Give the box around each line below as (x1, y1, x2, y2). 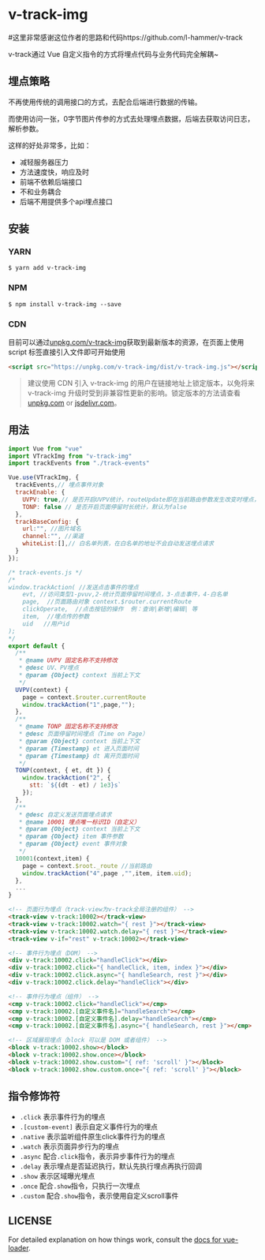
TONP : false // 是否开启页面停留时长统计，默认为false (22, 503, 188, 510)
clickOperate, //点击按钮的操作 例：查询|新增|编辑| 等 (22, 605, 198, 613)
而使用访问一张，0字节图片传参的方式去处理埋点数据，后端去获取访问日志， (8, 114, 255, 123)
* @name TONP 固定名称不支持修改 (18, 723, 118, 731)
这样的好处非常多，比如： (8, 140, 91, 150)
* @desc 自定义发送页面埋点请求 (18, 810, 112, 818)
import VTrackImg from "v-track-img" (8, 452, 132, 460)
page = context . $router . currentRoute (22, 693, 147, 701)
